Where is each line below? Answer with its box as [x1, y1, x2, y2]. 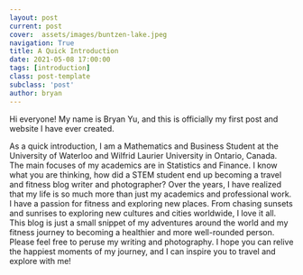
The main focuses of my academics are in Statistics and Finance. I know [9, 160, 278, 170]
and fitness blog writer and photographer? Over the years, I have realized [9, 179, 282, 189]
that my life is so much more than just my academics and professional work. [9, 188, 292, 199]
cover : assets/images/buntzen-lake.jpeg [9, 30, 168, 39]
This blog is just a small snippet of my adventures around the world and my [9, 217, 289, 228]
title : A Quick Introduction [9, 47, 119, 56]
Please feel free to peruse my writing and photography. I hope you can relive [9, 236, 294, 247]
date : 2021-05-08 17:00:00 [9, 55, 111, 64]
